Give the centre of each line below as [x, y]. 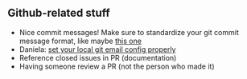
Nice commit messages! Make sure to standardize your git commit [129, 32]
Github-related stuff [59, 13]
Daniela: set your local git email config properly [97, 49]
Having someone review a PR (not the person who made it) [117, 66]
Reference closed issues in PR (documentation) [98, 57]
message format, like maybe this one [80, 41]
